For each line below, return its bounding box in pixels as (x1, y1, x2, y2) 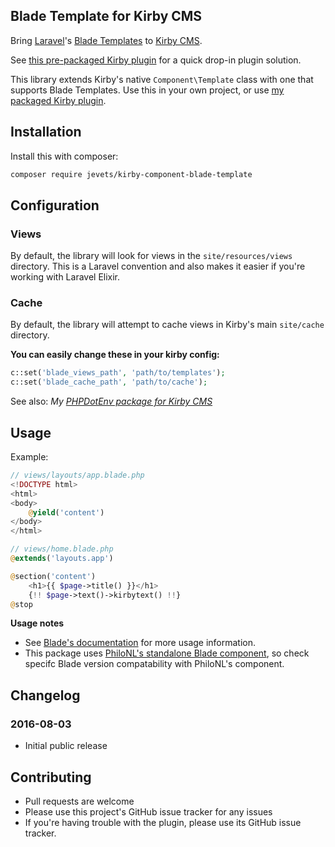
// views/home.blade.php (10, 544, 114, 554)
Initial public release (24, 740, 108, 752)
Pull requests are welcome (24, 795, 135, 807)
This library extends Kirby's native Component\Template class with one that (10, 73, 314, 85)
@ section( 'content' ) (10, 571, 97, 581)
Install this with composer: (10, 150, 119, 162)
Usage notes (10, 617, 65, 629)
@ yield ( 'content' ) (28, 507, 105, 518)
